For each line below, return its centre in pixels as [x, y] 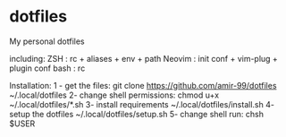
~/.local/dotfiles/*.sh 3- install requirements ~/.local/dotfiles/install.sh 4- [142, 104]
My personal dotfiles [47, 41]
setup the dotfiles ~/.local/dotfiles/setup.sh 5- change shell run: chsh [136, 114]
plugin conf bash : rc [47, 68]
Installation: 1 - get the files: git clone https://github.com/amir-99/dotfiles [143, 85]
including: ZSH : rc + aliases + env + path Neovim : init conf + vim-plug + [144, 58]
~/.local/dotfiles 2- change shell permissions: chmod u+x [114, 95]
